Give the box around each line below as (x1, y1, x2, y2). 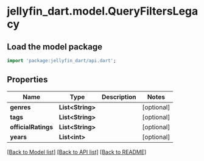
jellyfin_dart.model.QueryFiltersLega (7, 4, 199, 18)
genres (10, 102, 31, 111)
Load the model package (7, 41, 103, 52)
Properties (7, 74, 48, 85)
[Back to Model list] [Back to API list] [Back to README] (7, 148, 147, 156)
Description (101, 93, 136, 101)
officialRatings (10, 123, 54, 131)
